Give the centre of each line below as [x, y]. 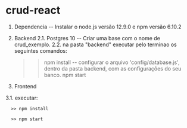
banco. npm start [65, 75]
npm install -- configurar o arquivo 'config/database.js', [112, 62]
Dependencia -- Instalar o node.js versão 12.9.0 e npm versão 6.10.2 [98, 27]
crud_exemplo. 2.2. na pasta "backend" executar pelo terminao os [95, 44]
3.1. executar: [22, 98]
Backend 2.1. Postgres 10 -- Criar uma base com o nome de [87, 38]
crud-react [33, 10]
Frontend [25, 86]
